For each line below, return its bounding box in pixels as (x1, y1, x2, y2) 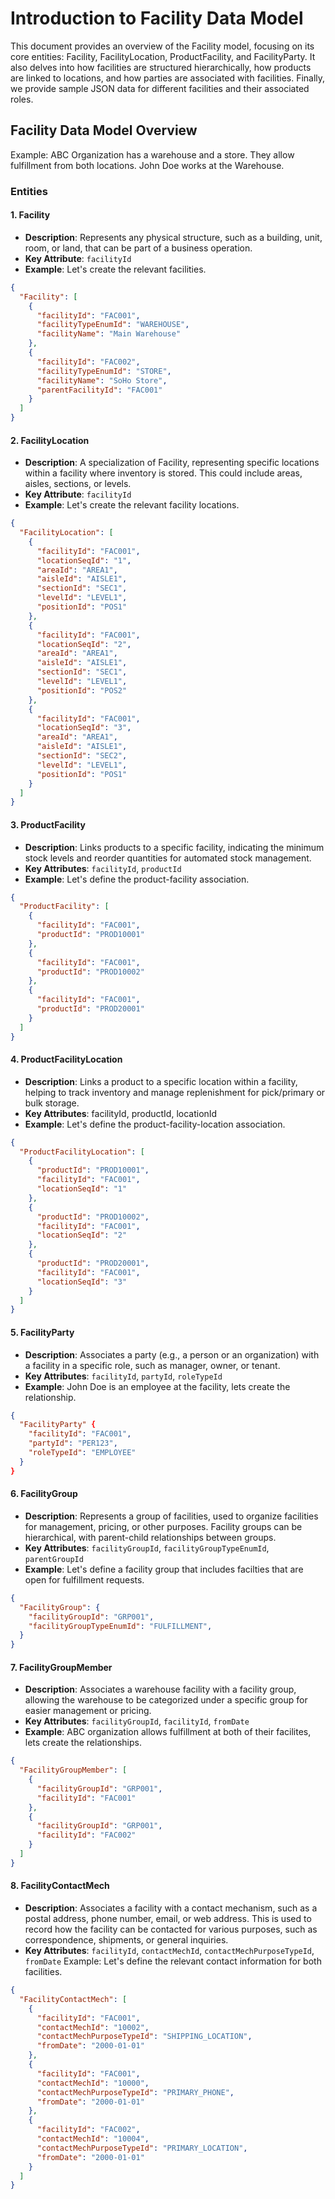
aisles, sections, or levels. (24, 478, 132, 490)
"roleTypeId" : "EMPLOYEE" (28, 1448, 137, 1458)
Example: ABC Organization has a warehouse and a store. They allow (10, 148, 295, 161)
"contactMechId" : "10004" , (36, 2134, 150, 2144)
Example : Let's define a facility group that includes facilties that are (24, 1563, 304, 1575)
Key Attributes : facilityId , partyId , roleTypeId (24, 1370, 223, 1382)
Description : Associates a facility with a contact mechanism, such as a (24, 1902, 318, 1914)
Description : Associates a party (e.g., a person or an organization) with (24, 1348, 320, 1361)
